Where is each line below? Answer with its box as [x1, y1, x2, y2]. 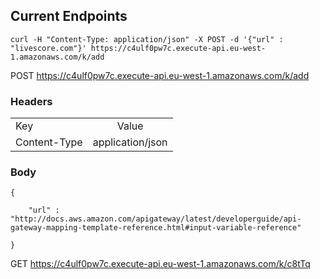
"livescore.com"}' [10, 43, 87, 53]
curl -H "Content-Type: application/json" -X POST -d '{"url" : [10, 34, 284, 44]
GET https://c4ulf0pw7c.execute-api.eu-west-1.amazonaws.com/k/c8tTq [10, 258, 311, 270]
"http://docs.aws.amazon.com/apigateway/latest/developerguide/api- [10, 214, 302, 224]
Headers [10, 94, 53, 108]
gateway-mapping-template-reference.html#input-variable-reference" [10, 223, 302, 233]
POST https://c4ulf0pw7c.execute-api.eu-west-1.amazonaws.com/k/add [10, 69, 310, 81]
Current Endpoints [10, 8, 128, 25]
